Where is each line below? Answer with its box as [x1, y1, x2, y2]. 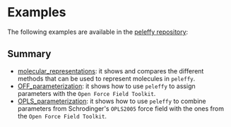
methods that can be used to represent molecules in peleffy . [17, 74, 196, 83]
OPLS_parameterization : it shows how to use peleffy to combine [17, 97, 206, 105]
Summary [7, 48, 52, 60]
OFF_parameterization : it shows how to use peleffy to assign [17, 82, 196, 90]
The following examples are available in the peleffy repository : [7, 28, 189, 36]
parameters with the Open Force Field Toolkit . [17, 89, 156, 97]
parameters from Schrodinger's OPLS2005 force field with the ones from [17, 104, 225, 113]
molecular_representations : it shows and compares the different [17, 66, 204, 75]
